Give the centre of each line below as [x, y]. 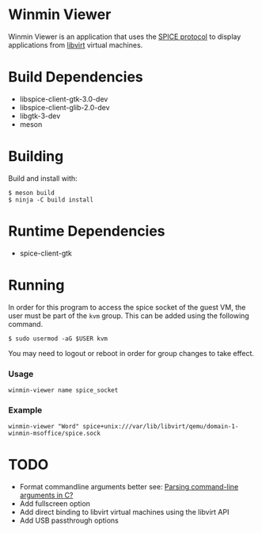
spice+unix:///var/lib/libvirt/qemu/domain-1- [161, 427]
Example [25, 410]
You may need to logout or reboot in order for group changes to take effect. [131, 353]
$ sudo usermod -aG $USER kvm [58, 339]
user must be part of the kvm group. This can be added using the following [129, 316]
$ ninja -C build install [51, 200]
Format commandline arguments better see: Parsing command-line [129, 487]
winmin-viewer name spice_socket [63, 390]
